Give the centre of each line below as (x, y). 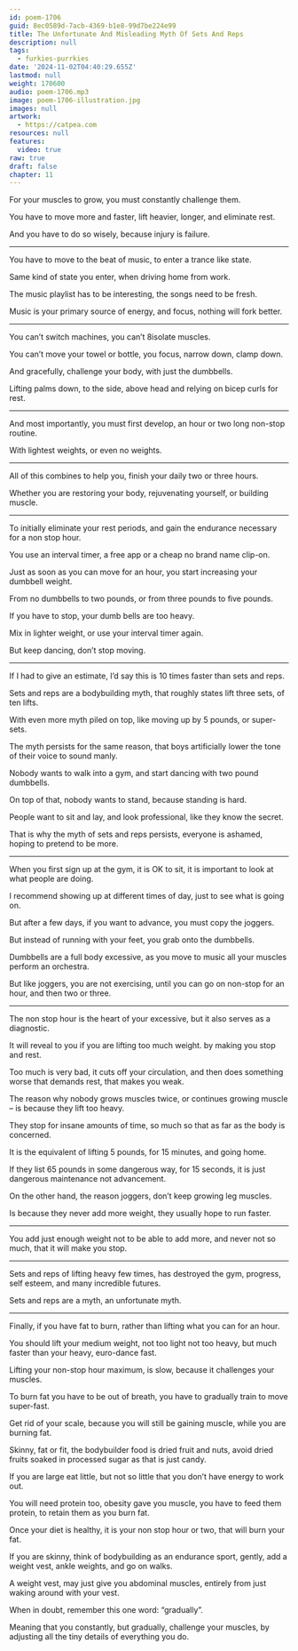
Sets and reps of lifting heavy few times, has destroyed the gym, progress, (145, 1274)
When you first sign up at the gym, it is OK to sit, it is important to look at (141, 870)
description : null (43, 42)
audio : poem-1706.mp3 (49, 92)
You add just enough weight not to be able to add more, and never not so (143, 1239)
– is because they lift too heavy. (67, 1109)
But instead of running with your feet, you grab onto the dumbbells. (132, 940)
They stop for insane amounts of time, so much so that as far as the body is (147, 1126)
